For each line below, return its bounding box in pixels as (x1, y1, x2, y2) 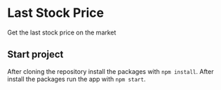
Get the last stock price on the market (7, 28, 116, 37)
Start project (7, 49, 64, 60)
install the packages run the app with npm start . (7, 75, 146, 83)
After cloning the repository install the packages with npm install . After (7, 67, 214, 75)
